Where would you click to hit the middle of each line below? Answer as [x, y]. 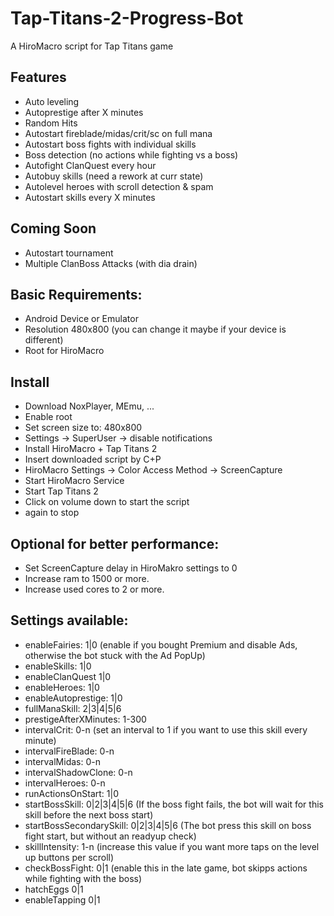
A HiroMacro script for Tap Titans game [92, 46]
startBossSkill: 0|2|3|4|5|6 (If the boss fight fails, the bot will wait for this [174, 804]
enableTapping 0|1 [62, 899]
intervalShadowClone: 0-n [78, 772]
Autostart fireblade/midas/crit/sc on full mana [118, 133]
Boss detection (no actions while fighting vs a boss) [131, 154]
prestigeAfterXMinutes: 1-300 [85, 719]
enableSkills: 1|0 [58, 666]
